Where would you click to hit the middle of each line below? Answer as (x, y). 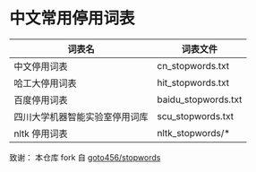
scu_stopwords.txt (196, 116)
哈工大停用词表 (46, 83)
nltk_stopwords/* (194, 133)
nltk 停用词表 (41, 133)
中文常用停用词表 (73, 18)
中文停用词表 (41, 66)
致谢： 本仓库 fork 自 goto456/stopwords (85, 157)
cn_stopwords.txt (193, 65)
